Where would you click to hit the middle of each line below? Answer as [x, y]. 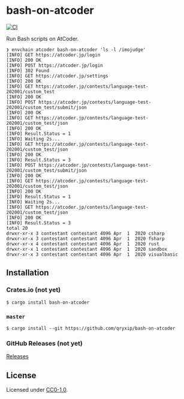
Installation [28, 273]
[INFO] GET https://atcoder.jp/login [53, 55]
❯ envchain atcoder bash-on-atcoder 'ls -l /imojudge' [76, 49]
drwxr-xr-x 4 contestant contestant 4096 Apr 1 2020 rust [83, 244]
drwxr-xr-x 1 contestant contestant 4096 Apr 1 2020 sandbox [87, 249]
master [16, 316]
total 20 [17, 228]
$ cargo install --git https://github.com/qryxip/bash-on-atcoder [91, 328]
